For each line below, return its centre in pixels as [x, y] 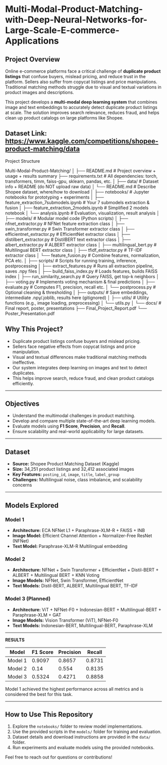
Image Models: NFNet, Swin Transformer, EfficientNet [68, 580]
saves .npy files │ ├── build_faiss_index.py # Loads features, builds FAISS [81, 271]
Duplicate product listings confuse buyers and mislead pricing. [76, 341]
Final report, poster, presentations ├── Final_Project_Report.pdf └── [76, 308]
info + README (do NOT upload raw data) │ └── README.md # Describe [81, 186]
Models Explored [32, 505]
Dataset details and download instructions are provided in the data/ [81, 737]
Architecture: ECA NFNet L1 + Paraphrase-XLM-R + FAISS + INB [79, 530]
